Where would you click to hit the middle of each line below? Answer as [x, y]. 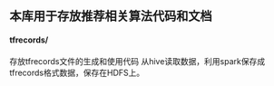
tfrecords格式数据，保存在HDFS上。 [77, 72]
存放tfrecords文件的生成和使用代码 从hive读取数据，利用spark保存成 [137, 61]
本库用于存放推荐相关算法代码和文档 [111, 16]
